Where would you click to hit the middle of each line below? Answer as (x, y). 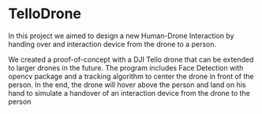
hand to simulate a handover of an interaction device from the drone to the (129, 93)
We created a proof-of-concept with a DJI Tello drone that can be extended (131, 59)
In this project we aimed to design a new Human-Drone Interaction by (121, 36)
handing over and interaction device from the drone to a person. (112, 44)
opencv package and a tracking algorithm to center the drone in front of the (131, 76)
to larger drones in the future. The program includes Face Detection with (126, 67)
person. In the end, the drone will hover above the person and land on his (127, 85)
